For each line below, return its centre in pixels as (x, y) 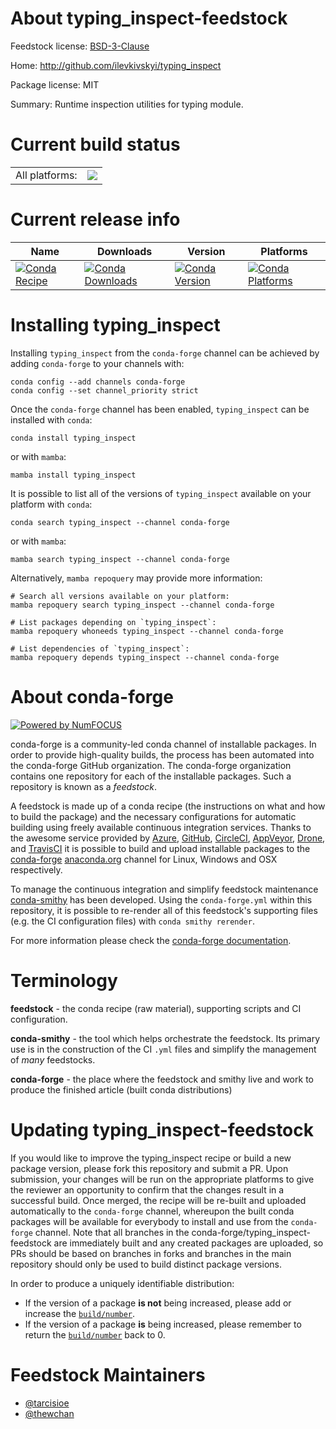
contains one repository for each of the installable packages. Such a (151, 776)
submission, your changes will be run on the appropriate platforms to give (162, 1179)
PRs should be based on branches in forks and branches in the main (151, 1253)
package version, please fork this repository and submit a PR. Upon (149, 1168)
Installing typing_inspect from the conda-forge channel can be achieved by (165, 353)
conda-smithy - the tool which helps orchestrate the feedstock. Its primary (165, 1038)
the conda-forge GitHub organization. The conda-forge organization (151, 765)
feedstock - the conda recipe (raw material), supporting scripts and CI (156, 1008)
